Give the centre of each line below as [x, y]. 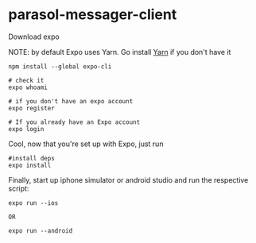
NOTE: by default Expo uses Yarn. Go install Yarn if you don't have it [120, 52]
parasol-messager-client [93, 15]
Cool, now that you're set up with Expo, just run [86, 144]
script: [19, 188]
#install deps [32, 158]
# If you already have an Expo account [74, 122]
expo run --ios [33, 203]
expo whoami [28, 87]
